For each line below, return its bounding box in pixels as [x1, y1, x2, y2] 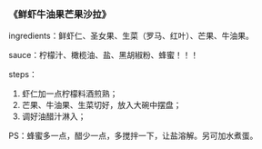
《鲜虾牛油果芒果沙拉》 [8, 7, 111, 20]
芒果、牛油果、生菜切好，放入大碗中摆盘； [21, 100, 182, 111]
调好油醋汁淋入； [21, 111, 86, 122]
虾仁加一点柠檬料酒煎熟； [21, 88, 118, 99]
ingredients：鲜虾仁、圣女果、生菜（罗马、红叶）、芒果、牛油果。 [8, 30, 254, 42]
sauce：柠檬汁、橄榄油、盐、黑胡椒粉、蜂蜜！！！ [8, 50, 199, 61]
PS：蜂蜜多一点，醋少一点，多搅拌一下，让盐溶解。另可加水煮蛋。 [8, 130, 258, 142]
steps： [8, 69, 37, 80]
